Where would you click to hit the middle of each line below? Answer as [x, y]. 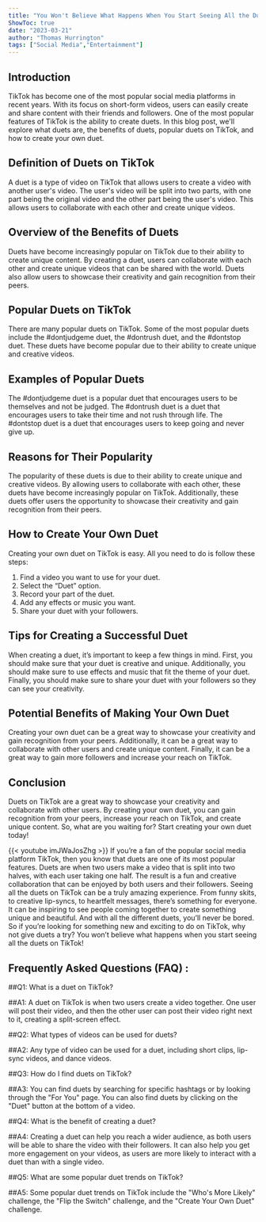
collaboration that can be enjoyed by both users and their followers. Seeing [131, 885]
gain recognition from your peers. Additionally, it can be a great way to [123, 740]
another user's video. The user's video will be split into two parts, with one [130, 190]
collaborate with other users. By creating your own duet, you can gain [122, 810]
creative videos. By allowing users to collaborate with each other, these [125, 484]
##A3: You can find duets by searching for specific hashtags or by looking [129, 1089]
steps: [18, 562]
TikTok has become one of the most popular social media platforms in [122, 96]
